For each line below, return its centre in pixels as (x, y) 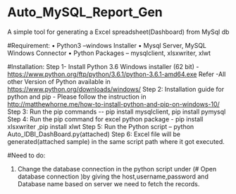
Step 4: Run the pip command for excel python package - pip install (105, 119)
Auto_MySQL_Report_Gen (85, 12)
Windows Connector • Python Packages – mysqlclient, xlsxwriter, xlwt (109, 53)
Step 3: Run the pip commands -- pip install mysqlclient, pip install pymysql (117, 111)
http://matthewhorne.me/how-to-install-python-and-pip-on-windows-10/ (113, 104)
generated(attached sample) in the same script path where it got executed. (116, 141)
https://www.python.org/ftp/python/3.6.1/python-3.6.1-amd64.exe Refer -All (117, 74)
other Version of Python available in (59, 81)
